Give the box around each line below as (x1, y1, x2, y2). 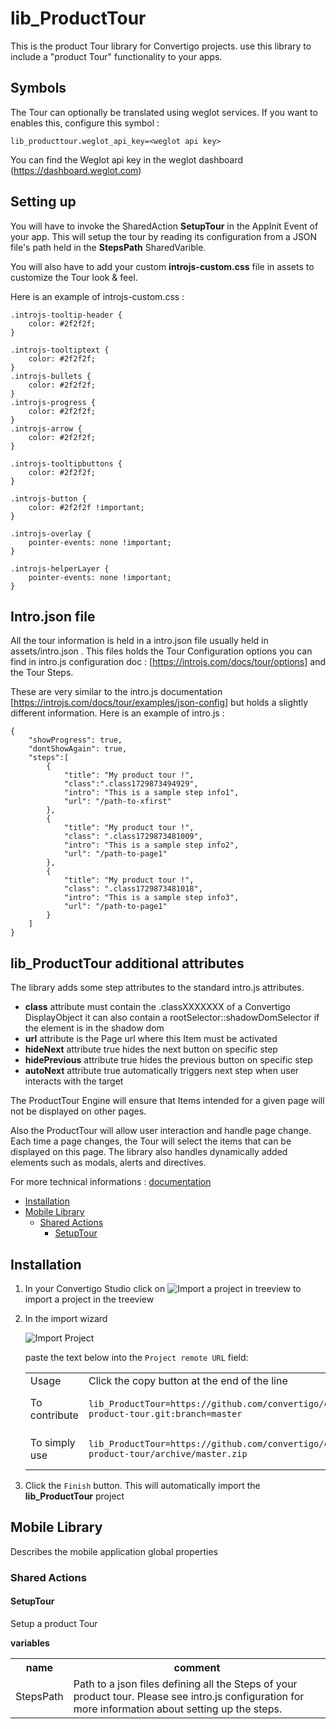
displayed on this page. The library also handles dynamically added (10, 1146, 288, 1158)
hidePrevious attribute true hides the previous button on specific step (24, 1054, 313, 1066)
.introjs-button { (10, 493, 87, 504)
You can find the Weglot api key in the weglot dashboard (10, 153, 244, 166)
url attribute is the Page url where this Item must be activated (24, 1033, 278, 1045)
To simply (29, 1436, 76, 1449)
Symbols (10, 80, 67, 97)
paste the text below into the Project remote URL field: (24, 1352, 249, 1363)
